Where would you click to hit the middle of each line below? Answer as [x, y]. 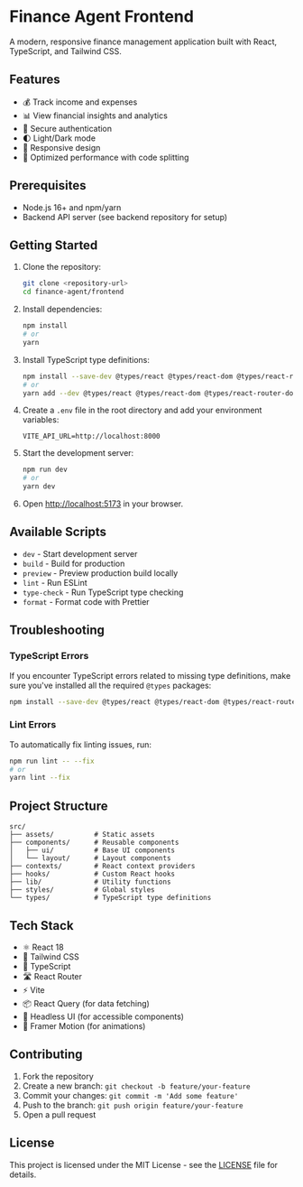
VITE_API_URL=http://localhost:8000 [91, 436]
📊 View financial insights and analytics [95, 116]
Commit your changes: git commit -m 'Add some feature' [130, 1095]
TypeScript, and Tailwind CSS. [65, 51]
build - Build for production [73, 563]
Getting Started [54, 245]
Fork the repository [58, 1076]
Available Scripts [58, 532]
